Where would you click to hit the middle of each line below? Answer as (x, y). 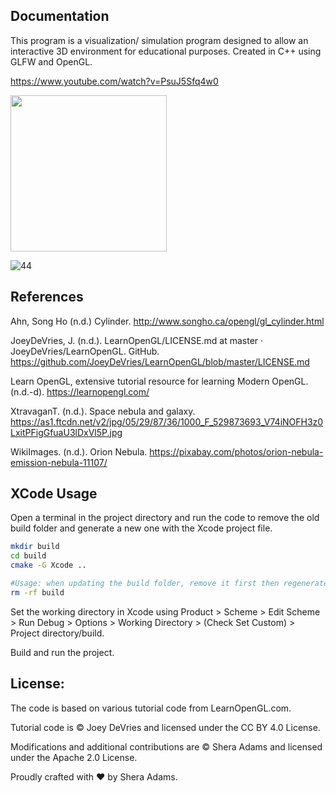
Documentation (60, 16)
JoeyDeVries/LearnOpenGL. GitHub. (85, 351)
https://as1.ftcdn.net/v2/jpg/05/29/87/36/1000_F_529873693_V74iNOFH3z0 (167, 421)
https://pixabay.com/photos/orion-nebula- (236, 451)
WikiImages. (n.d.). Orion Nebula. (79, 451)
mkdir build (35, 547)
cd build (28, 556)
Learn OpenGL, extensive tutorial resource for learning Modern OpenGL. (159, 381)
